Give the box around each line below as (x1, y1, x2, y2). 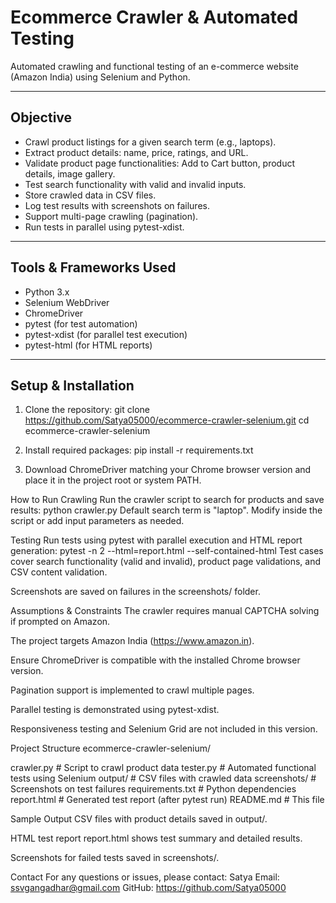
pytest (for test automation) (24, 317, 138, 330)
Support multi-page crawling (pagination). (24, 210, 199, 222)
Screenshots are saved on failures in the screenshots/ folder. (10, 586, 261, 598)
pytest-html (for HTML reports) (24, 339, 153, 351)
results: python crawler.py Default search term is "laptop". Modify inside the (10, 504, 323, 516)
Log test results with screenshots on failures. (24, 199, 210, 211)
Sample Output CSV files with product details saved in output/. (10, 813, 268, 825)
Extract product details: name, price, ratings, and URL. (24, 146, 249, 158)
